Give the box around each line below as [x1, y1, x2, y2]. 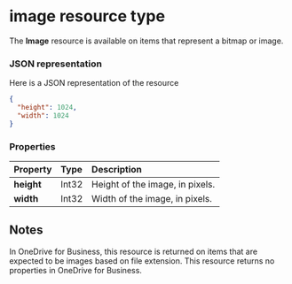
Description [91, 164, 142, 176]
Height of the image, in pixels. [91, 179, 216, 191]
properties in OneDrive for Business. [9, 265, 142, 275]
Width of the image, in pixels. [91, 193, 213, 205]
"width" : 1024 [17, 111, 69, 120]
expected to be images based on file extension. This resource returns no [9, 255, 275, 266]
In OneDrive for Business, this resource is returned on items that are [9, 246, 258, 257]
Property [13, 164, 52, 176]
